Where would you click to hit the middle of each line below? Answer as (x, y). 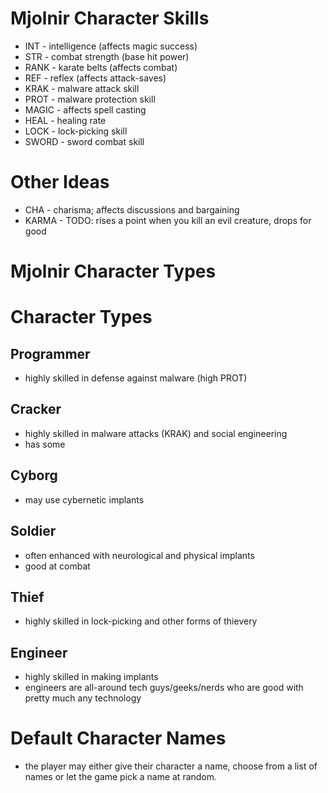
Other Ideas (60, 182)
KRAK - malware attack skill (82, 88)
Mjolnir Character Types (113, 271)
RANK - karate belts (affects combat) (101, 67)
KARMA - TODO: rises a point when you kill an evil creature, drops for (168, 220)
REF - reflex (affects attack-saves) (95, 78)
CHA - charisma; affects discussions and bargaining (132, 209)
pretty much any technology (83, 698)
